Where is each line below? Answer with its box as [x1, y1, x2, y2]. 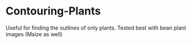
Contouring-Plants [5, 4, 101, 18]
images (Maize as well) [5, 30, 63, 37]
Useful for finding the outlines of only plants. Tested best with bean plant [5, 24, 187, 31]
